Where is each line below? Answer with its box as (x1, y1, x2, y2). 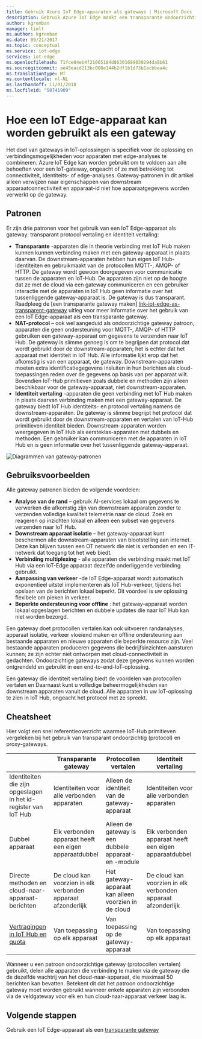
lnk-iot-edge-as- (138, 300, 180, 308)
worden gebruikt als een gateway (6, 126, 176, 140)
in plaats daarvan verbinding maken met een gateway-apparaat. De (14, 396, 182, 403)
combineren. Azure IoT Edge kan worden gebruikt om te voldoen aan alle (6, 159, 187, 166)
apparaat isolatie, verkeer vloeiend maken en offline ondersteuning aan (6, 631, 183, 639)
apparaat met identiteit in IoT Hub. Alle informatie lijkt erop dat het (14, 351, 179, 359)
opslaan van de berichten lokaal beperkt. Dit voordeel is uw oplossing (14, 587, 188, 595)
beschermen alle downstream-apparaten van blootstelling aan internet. (14, 536, 191, 543)
